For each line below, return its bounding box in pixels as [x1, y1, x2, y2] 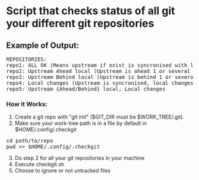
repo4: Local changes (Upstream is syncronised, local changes [6, 80, 194, 86]
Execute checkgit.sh [14, 161, 65, 168]
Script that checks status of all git [6, 4, 175, 18]
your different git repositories [6, 17, 155, 30]
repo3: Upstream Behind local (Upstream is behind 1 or [6, 74, 172, 81]
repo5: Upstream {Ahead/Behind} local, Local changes [6, 86, 166, 92]
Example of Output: [6, 40, 79, 50]
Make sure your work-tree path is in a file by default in [14, 120, 147, 127]
